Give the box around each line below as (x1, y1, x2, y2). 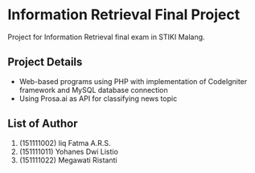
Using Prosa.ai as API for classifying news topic (19, 94, 178, 103)
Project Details (7, 55, 83, 69)
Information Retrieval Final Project (7, 6, 241, 24)
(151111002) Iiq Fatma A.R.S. (19, 138, 111, 147)
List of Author (7, 117, 78, 131)
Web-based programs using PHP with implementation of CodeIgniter (19, 76, 248, 86)
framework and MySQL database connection (19, 85, 168, 95)
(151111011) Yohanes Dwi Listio (19, 147, 118, 156)
